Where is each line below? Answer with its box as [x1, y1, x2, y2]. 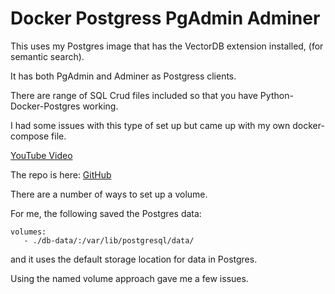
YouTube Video [10, 149, 73, 161]
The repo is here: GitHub [10, 168, 112, 181]
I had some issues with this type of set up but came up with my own [10, 119, 291, 131]
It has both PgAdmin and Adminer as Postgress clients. [10, 70, 237, 82]
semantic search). [10, 50, 85, 62]
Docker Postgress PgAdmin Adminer [10, 7, 321, 30]
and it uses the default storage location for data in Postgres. [10, 253, 258, 265]
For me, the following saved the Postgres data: [10, 207, 202, 219]
